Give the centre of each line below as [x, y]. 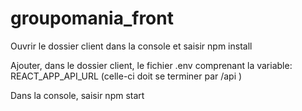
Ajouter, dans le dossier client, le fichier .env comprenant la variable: [151, 65]
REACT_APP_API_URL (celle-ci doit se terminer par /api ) [126, 76]
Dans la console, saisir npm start [77, 95]
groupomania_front [92, 18]
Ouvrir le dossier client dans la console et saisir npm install [131, 46]
